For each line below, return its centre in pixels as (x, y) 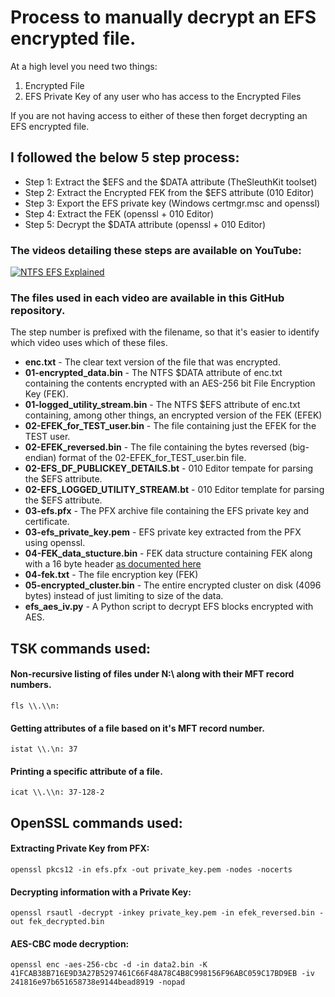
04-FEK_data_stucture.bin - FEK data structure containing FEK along (168, 553)
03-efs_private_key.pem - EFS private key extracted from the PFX (163, 532)
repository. (38, 310)
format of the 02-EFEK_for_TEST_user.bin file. (152, 458)
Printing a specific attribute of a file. (86, 771)
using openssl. (55, 543)
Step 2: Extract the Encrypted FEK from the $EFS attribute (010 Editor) (169, 192)
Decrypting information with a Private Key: (101, 892)
